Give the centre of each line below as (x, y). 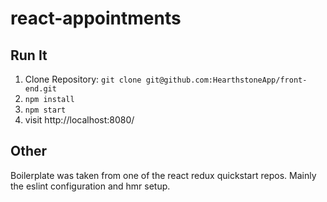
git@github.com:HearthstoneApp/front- (226, 80)
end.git (40, 89)
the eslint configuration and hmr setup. (90, 186)
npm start (45, 110)
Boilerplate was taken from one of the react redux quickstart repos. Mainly (163, 175)
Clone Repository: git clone (83, 79)
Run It (29, 55)
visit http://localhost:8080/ (79, 120)
